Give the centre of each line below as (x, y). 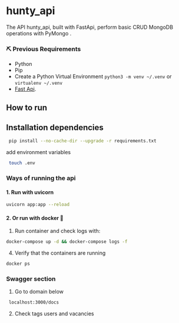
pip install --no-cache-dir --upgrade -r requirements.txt (83, 141)
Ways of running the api (41, 178)
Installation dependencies (55, 128)
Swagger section (31, 279)
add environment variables (39, 152)
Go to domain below (39, 292)
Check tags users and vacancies (54, 314)
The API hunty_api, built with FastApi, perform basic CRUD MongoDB (90, 27)
